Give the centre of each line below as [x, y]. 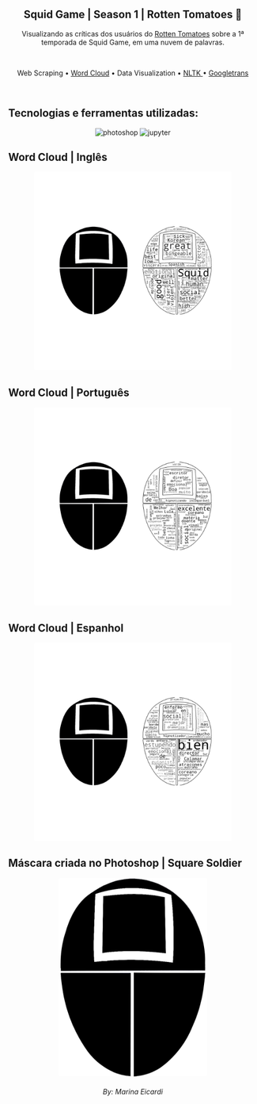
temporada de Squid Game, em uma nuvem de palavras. [133, 42]
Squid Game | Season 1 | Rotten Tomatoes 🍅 [133, 15]
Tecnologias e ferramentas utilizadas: [104, 113]
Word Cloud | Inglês [58, 157]
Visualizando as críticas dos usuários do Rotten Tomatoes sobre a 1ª [133, 33]
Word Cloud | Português [69, 392]
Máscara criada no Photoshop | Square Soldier [125, 863]
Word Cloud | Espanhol [66, 628]
